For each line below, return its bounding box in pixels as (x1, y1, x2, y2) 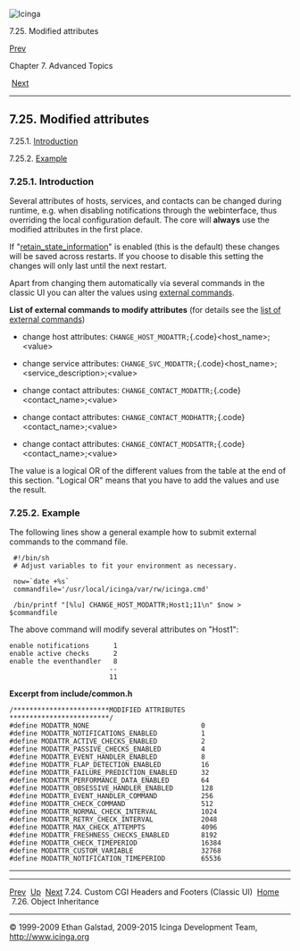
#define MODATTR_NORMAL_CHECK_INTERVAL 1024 (9, 807, 218, 817)
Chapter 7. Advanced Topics (9, 61, 113, 71)
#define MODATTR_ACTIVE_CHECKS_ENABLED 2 (9, 737, 205, 746)
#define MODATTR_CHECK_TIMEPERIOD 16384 (9, 838, 221, 848)
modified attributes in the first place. (9, 224, 143, 235)
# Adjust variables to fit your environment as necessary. (12, 561, 238, 571)
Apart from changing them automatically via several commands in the (9, 278, 265, 289)
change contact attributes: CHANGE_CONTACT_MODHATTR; (21, 412, 219, 423)
